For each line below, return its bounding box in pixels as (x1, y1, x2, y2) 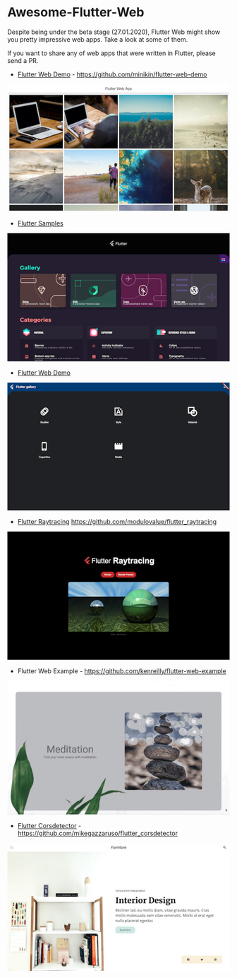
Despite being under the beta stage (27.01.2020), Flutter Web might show (7, 28, 221, 36)
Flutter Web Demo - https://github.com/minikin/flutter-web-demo (17, 70, 207, 78)
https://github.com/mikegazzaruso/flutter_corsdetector (17, 829, 178, 837)
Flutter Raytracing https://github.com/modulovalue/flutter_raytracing (17, 518, 217, 526)
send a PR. (7, 56, 39, 64)
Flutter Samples (17, 219, 63, 228)
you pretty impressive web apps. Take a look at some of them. (7, 35, 188, 43)
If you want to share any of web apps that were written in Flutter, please (7, 49, 217, 57)
